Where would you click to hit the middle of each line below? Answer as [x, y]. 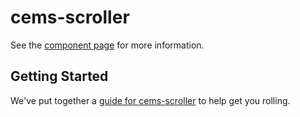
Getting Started [59, 76]
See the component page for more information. [107, 45]
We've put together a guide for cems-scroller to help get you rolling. [150, 100]
